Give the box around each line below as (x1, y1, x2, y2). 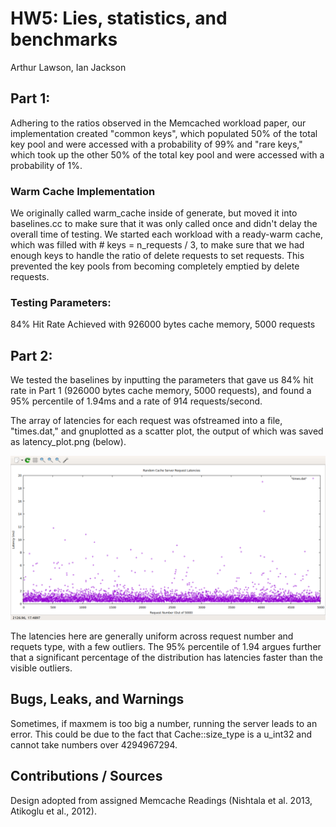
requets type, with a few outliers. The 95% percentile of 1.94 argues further (10, 640, 322, 652)
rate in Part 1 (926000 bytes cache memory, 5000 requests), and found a (10, 385, 312, 397)
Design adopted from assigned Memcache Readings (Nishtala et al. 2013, (10, 794, 313, 806)
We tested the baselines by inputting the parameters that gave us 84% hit (10, 374, 314, 386)
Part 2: (10, 347, 53, 364)
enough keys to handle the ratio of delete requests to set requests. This (10, 250, 305, 262)
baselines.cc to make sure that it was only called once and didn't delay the (10, 218, 318, 230)
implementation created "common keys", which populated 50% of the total (10, 127, 318, 139)
